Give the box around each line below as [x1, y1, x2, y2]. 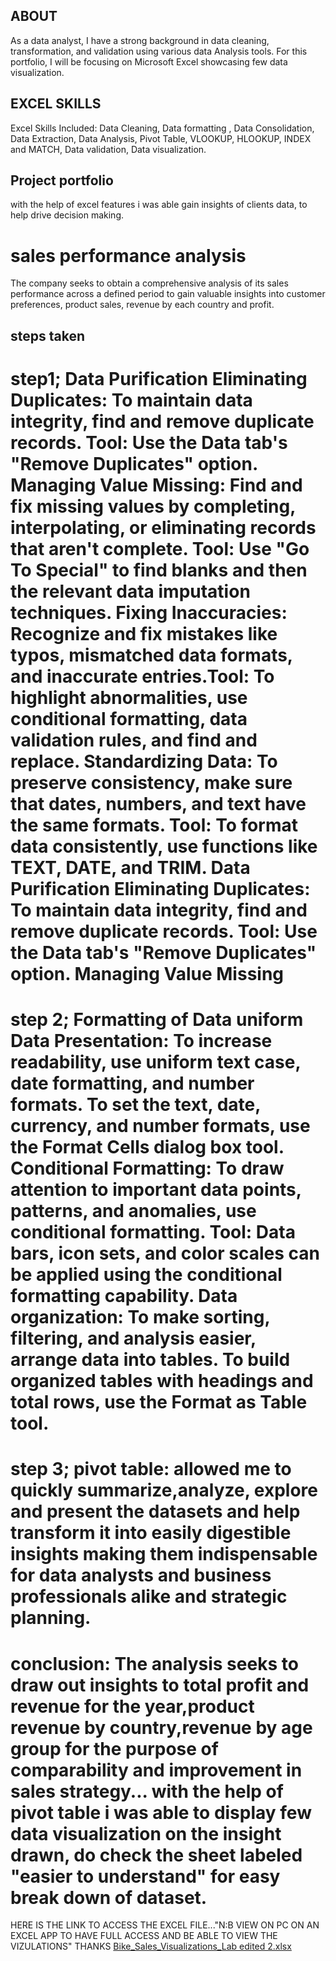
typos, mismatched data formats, [10, 644, 293, 666]
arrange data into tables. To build [10, 1349, 291, 1371]
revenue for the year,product [10, 1695, 255, 1718]
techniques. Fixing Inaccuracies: [10, 601, 288, 624]
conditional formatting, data [10, 707, 248, 730]
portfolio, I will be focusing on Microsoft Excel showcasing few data [10, 55, 288, 68]
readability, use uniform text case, [10, 1051, 301, 1074]
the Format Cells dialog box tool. [10, 1136, 285, 1159]
